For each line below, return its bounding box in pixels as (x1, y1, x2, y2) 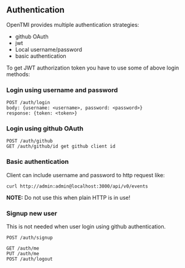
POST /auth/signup (6, 234, 53, 241)
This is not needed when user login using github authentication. (6, 223, 166, 230)
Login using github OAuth (6, 124, 84, 133)
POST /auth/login (6, 100, 51, 106)
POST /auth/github (6, 138, 53, 144)
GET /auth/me (6, 245, 40, 252)
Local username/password (15, 46, 82, 53)
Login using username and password (6, 85, 118, 94)
